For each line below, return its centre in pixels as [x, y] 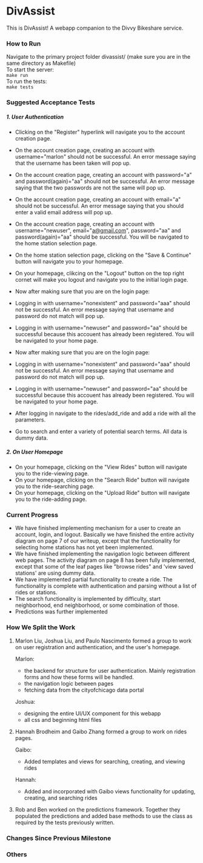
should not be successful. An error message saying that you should [99, 206]
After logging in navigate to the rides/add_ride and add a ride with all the [105, 414]
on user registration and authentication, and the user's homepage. [98, 647]
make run [17, 76]
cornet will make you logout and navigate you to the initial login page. [101, 280]
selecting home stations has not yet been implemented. [84, 547]
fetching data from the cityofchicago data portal [84, 690]
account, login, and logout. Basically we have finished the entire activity [105, 535]
